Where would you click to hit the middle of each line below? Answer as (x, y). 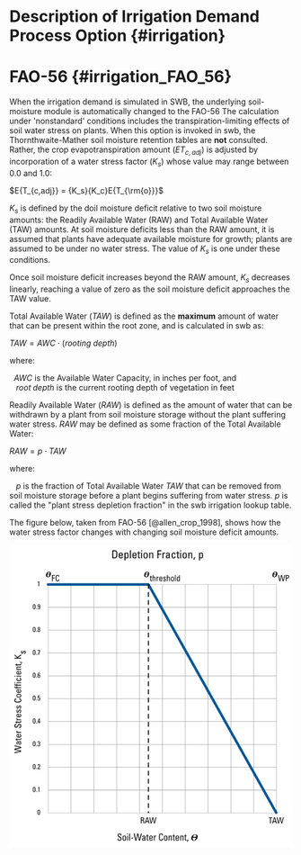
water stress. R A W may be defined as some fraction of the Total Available (145, 424)
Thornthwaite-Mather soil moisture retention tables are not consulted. (138, 140)
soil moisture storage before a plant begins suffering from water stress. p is (149, 496)
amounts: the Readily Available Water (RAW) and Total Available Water (139, 220)
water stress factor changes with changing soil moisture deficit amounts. (144, 532)
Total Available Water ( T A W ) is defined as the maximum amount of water (144, 316)
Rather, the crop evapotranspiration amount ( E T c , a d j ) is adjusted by (134, 150)
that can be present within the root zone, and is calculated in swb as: (137, 326)
